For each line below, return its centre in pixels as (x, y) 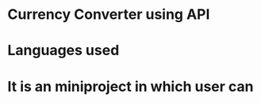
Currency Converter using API (109, 15)
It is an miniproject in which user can (130, 86)
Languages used (63, 51)
